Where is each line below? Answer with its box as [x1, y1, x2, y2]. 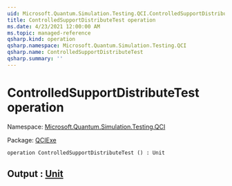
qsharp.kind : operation [7, 36, 76, 43]
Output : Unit [7, 168, 64, 180]
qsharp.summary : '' [7, 55, 64, 62]
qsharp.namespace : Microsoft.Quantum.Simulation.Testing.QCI [7, 42, 187, 49]
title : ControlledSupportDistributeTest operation [7, 17, 156, 24]
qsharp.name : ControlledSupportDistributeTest [7, 49, 144, 56]
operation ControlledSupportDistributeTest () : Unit [7, 149, 166, 156]
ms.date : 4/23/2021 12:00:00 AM [7, 23, 100, 30]
